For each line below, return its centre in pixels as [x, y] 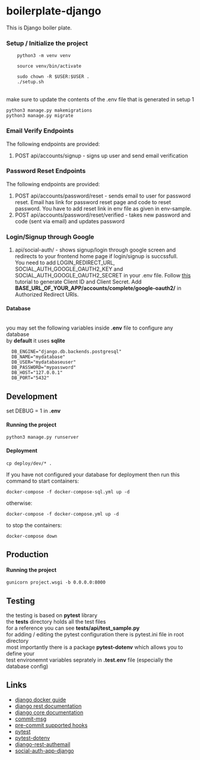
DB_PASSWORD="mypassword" [44, 367]
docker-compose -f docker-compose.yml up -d [63, 514]
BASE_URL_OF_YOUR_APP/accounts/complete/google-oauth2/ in [98, 288]
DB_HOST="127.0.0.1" [37, 373]
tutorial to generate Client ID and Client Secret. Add [78, 282]
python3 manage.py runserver [43, 437]
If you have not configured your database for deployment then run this [93, 474]
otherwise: [19, 503]
